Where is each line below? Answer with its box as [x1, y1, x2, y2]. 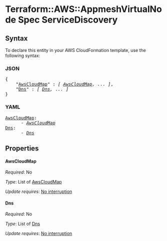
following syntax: [5, 52, 40, 58]
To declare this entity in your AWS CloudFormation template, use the [5, 47, 146, 53]
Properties [5, 144, 39, 152]
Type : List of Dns [5, 221, 40, 227]
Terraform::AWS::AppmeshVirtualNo [5, 3, 162, 15]
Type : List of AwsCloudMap [5, 179, 62, 185]
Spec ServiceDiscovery [17, 14, 118, 25]
